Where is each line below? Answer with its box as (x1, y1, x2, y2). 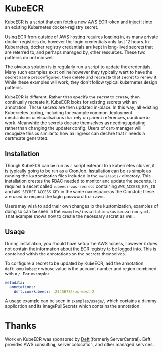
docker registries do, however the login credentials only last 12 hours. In (5, 39, 149, 44)
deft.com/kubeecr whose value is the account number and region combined (5, 265, 157, 271)
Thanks (5, 320, 36, 332)
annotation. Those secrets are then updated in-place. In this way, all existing (5, 104, 158, 110)
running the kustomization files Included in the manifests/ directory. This (5, 173, 151, 178)
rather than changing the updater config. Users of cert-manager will (5, 125, 142, 131)
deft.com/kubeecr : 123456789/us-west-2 (14, 289, 95, 294)
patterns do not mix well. (5, 54, 55, 60)
